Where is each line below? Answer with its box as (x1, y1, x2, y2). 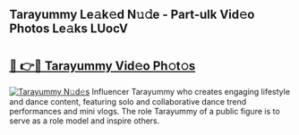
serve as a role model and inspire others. (9, 115, 160, 126)
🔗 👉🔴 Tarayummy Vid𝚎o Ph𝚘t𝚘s (9, 58, 196, 73)
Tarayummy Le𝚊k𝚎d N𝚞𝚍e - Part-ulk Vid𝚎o (9, 7, 255, 22)
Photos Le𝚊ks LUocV (9, 21, 128, 37)
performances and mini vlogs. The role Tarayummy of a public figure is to (9, 106, 280, 116)
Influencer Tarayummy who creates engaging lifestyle (91, 87, 291, 97)
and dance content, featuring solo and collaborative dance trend (9, 97, 247, 106)
